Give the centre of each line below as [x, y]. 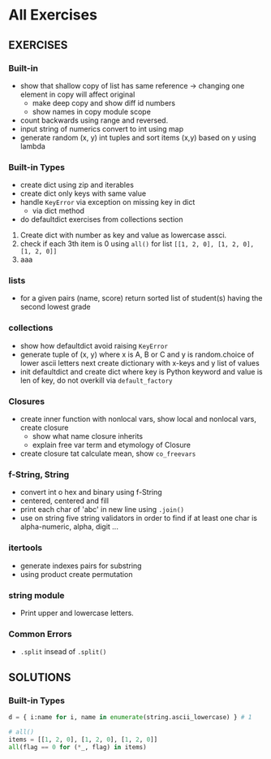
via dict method [58, 211]
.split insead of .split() [63, 652]
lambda [33, 146]
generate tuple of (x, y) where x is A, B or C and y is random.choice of [137, 354]
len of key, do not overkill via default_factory [96, 380]
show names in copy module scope [92, 111]
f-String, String [39, 475]
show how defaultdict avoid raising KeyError [94, 345]
